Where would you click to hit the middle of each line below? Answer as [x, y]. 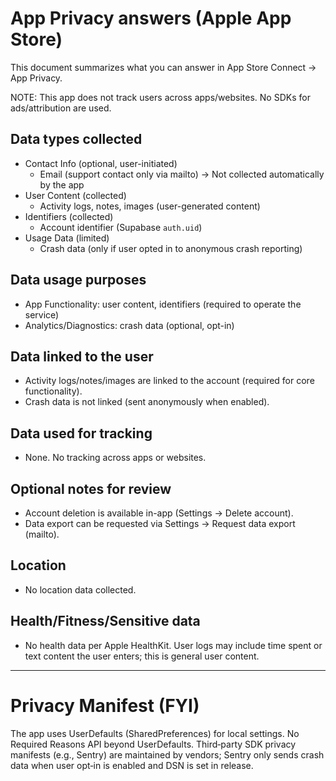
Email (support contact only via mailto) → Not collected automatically [182, 174]
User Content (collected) [75, 195]
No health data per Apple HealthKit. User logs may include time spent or [173, 645]
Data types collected [76, 139]
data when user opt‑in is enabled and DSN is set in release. [132, 765]
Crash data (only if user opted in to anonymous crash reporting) [171, 248]
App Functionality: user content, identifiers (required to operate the [163, 304]
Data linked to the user [82, 356]
